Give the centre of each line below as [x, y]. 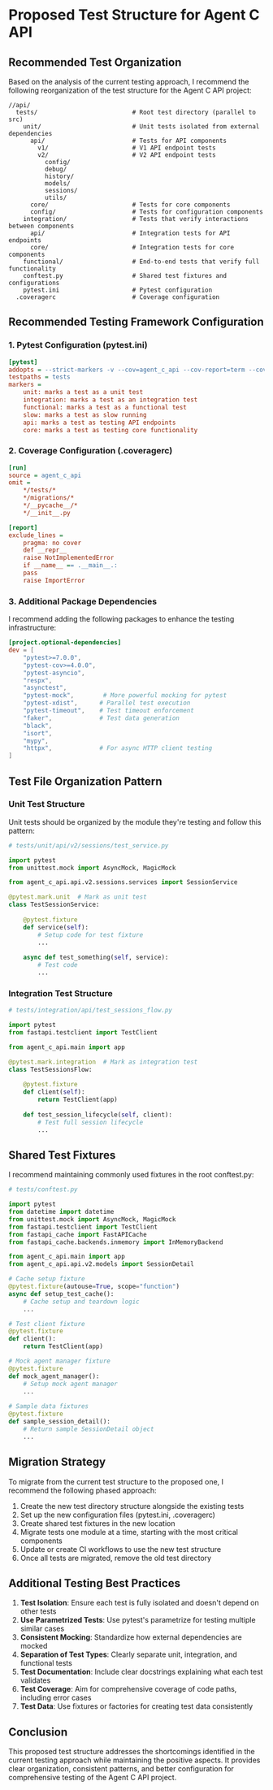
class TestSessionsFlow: [50, 1069]
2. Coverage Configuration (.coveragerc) [91, 451]
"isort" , [38, 733]
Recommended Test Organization [95, 62]
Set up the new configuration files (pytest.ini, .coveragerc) [117, 1515]
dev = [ [22, 650]
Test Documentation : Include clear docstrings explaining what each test [141, 1672]
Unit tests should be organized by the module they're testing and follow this [135, 821]
